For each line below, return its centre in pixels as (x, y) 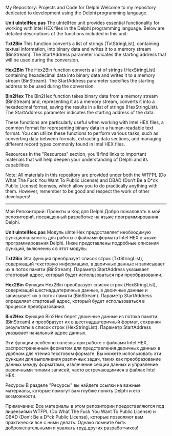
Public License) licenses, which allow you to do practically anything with (81, 186)
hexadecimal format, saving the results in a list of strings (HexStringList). (82, 107)
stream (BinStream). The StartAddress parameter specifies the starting (80, 81)
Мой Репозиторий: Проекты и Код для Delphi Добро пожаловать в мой (83, 211)
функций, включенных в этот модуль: (46, 248)
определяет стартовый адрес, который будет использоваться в (75, 301)
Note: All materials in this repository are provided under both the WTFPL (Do (86, 175)
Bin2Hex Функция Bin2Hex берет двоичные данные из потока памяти (81, 316)
